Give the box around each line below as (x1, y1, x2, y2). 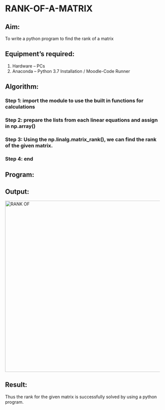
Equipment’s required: (5, 50, 75, 58)
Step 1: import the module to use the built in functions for (5, 97, 144, 104)
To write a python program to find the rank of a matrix (5, 35, 114, 41)
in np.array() (5, 123, 36, 130)
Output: (5, 187, 29, 196)
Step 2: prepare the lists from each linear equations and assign (5, 117, 158, 124)
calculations (5, 103, 35, 110)
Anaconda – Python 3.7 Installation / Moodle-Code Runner (12, 68, 130, 74)
